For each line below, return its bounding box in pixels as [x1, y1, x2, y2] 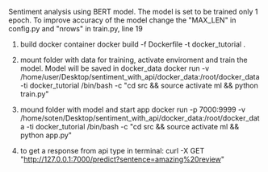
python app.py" [19, 130, 73, 140]
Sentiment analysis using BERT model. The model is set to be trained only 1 [8, 7, 258, 16]
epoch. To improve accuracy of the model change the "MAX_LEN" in [8, 15, 237, 25]
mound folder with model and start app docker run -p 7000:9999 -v [19, 104, 246, 114]
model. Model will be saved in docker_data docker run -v [19, 63, 210, 73]
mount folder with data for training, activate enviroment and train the [19, 55, 248, 64]
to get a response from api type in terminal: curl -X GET [19, 146, 205, 155]
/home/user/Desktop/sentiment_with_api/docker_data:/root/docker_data [19, 72, 260, 81]
